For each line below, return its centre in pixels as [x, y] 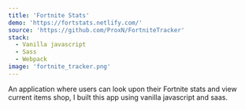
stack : [19, 37]
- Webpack [31, 60]
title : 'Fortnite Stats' [49, 15]
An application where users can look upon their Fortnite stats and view [123, 89]
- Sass [26, 52]
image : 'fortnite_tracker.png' [59, 67]
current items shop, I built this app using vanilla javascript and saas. [118, 97]
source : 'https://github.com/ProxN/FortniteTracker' [97, 30]
